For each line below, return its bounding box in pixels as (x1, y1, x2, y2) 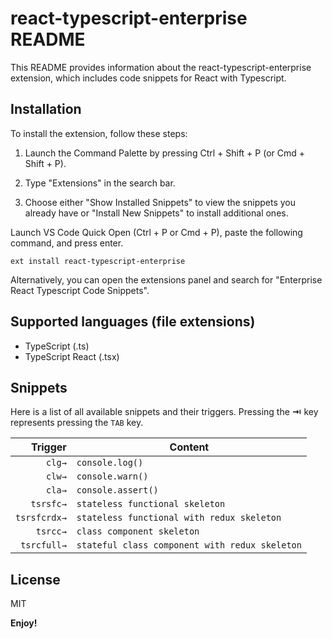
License (10, 571, 61, 588)
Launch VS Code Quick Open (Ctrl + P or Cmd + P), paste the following (10, 226, 303, 238)
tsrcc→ (35, 526, 67, 537)
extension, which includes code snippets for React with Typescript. (10, 72, 287, 84)
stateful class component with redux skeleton (76, 540, 302, 551)
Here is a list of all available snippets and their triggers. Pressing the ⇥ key (10, 406, 319, 418)
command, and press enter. (10, 237, 124, 249)
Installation (10, 101, 82, 118)
